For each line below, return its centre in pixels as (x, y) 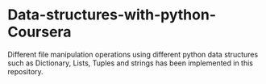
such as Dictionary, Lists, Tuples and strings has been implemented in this (131, 63)
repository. (25, 71)
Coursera (39, 32)
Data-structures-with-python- (112, 15)
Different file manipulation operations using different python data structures (133, 54)
